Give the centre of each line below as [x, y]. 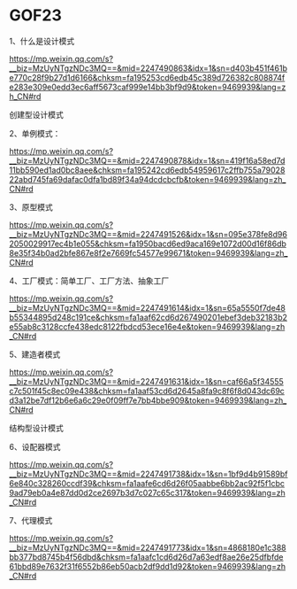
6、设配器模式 [35, 446]
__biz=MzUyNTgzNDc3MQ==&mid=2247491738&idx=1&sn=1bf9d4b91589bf [148, 474]
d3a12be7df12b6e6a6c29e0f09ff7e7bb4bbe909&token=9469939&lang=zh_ [148, 400]
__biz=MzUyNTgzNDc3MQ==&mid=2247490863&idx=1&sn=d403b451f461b [148, 68]
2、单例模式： [35, 133]
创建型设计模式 [36, 114]
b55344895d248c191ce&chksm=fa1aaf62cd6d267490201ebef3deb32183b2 [148, 317]
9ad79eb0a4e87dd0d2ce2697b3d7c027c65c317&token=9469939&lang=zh [147, 492]
